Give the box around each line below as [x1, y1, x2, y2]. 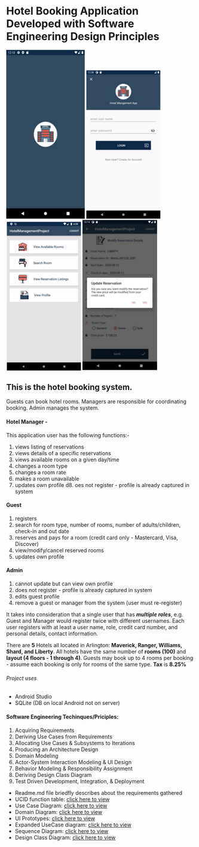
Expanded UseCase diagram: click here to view [14, 821, 131, 828]
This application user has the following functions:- [6, 431, 130, 438]
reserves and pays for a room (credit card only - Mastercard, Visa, [14, 534, 178, 541]
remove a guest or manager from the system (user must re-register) [14, 599, 182, 606]
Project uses [6, 674, 37, 681]
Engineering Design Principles [6, 30, 160, 43]
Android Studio [14, 693, 52, 700]
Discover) [14, 540, 39, 547]
